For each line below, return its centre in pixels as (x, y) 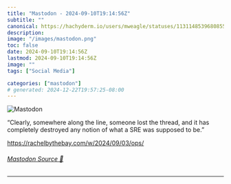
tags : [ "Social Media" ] (41, 71)
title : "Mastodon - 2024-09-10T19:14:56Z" (69, 13)
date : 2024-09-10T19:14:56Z (47, 52)
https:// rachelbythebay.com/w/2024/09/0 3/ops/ (76, 143)
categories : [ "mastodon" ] (44, 83)
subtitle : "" (26, 20)
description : (26, 33)
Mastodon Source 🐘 (35, 159)
